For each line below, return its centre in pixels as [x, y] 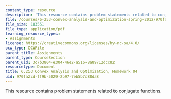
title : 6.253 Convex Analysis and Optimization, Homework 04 [72, 72]
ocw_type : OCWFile [25, 48]
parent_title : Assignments [34, 53]
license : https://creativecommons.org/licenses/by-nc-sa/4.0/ [73, 43]
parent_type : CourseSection [35, 57]
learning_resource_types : [33, 34]
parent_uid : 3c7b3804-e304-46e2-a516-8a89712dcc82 [60, 62]
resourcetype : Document [31, 67]
